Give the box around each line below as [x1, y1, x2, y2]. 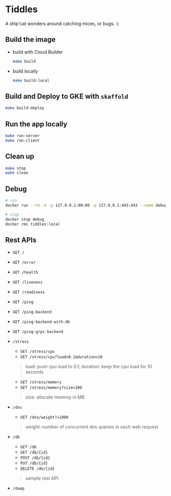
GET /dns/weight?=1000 [20, 415, 69, 420]
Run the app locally [5, 120, 68, 128]
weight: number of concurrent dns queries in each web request [25, 424, 158, 430]
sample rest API [25, 475, 59, 481]
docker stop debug [5, 217, 44, 222]
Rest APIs [5, 235, 37, 244]
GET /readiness [12, 290, 45, 295]
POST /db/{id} [20, 456, 50, 461]
